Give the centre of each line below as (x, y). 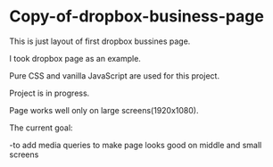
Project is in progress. (50, 93)
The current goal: (41, 128)
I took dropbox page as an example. (75, 58)
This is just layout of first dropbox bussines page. (100, 41)
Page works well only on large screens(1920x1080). (104, 110)
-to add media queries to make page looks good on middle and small (136, 145)
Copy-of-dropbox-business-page (137, 17)
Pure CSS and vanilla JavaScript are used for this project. (115, 75)
